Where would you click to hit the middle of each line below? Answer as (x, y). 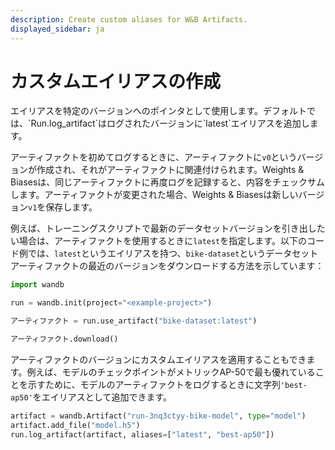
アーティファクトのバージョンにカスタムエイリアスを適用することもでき (158, 359)
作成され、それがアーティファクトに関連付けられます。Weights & (170, 170)
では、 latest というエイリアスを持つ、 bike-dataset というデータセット (173, 253)
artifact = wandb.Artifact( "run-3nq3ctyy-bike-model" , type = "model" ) (158, 416)
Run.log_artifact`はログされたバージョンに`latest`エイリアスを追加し (170, 123)
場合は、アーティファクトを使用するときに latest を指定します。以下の (162, 241)
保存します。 (71, 207)
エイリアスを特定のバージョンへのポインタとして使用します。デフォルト (158, 111)
